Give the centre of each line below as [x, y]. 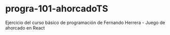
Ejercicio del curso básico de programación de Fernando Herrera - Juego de [85, 22]
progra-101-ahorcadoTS [57, 9]
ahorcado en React [25, 27]
